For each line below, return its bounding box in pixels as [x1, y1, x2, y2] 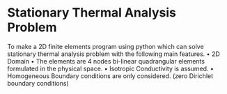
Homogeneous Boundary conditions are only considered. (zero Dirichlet [7, 71, 214, 80]
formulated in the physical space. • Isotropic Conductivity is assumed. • [7, 64, 214, 73]
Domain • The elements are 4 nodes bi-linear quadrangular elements [7, 57, 205, 65]
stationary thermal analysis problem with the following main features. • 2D [7, 50, 221, 58]
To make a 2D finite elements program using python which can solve [7, 42, 204, 50]
